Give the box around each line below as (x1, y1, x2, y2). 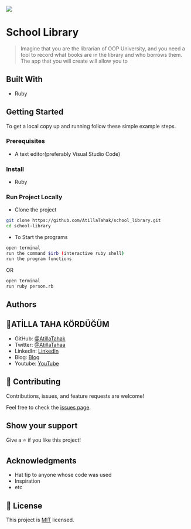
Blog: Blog (14, 353, 40, 360)
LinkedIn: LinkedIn (14, 347, 59, 354)
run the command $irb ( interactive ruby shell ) (6, 251, 125, 257)
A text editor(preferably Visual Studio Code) (14, 150, 121, 158)
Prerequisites (6, 137, 45, 145)
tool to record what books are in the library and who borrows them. (20, 51, 183, 58)
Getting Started (6, 107, 64, 117)
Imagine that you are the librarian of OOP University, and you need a (20, 45, 186, 52)
